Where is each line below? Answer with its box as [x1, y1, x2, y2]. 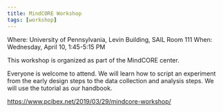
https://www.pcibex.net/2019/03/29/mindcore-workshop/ [7, 97, 171, 105]
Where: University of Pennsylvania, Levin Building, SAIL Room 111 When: [7, 35, 213, 43]
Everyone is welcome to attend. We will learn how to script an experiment [7, 69, 216, 78]
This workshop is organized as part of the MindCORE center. [7, 56, 180, 64]
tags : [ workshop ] [7, 16, 57, 23]
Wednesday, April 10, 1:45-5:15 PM [7, 43, 106, 51]
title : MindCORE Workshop [7, 10, 81, 17]
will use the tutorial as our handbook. [7, 84, 113, 92]
